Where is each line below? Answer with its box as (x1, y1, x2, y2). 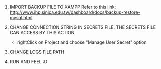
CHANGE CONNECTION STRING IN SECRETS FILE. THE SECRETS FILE (9, 24, 156, 30)
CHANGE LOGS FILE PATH (9, 49, 65, 55)
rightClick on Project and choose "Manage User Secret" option (17, 39, 147, 45)
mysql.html (9, 15, 33, 20)
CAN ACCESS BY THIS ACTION (9, 30, 75, 35)
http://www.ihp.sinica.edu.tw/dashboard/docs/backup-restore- (9, 9, 141, 15)
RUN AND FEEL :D (9, 59, 48, 64)
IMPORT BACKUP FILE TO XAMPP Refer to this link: (9, 4, 116, 10)
